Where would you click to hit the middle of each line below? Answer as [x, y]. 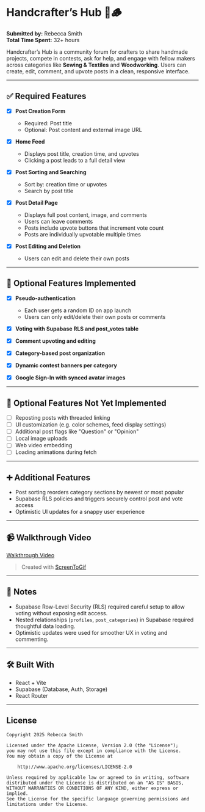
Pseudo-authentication [45, 298]
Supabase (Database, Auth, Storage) [61, 689]
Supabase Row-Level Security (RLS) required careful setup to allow [100, 607]
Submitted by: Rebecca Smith [44, 33]
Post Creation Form [40, 111]
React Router [31, 695]
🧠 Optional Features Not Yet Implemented [86, 403]
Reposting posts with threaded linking [63, 418]
